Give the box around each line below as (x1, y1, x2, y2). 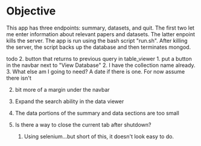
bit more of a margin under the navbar (14, 86, 110, 93)
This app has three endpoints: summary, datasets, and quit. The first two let (6, 24, 195, 31)
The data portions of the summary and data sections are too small (14, 109, 179, 116)
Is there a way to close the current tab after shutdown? (14, 121, 152, 128)
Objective (6, 4, 56, 18)
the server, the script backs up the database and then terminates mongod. (6, 43, 191, 51)
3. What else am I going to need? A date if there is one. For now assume (6, 68, 185, 75)
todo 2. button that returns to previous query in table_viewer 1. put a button (6, 55, 192, 62)
